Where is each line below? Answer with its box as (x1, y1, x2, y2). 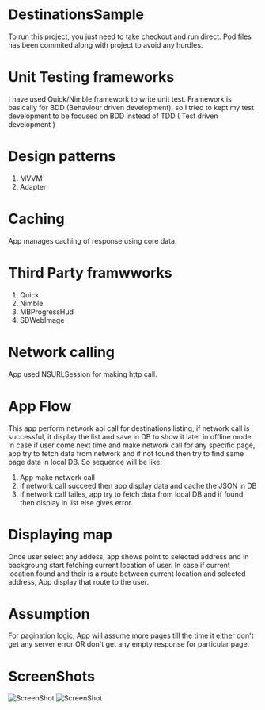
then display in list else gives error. (19, 497, 133, 507)
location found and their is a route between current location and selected (8, 569, 246, 578)
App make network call (19, 472, 95, 482)
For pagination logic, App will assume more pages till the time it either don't (8, 631, 255, 640)
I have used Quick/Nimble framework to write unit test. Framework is (8, 94, 232, 104)
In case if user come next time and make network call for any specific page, (8, 440, 256, 450)
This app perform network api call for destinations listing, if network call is (8, 423, 250, 433)
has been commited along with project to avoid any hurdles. (8, 40, 203, 49)
